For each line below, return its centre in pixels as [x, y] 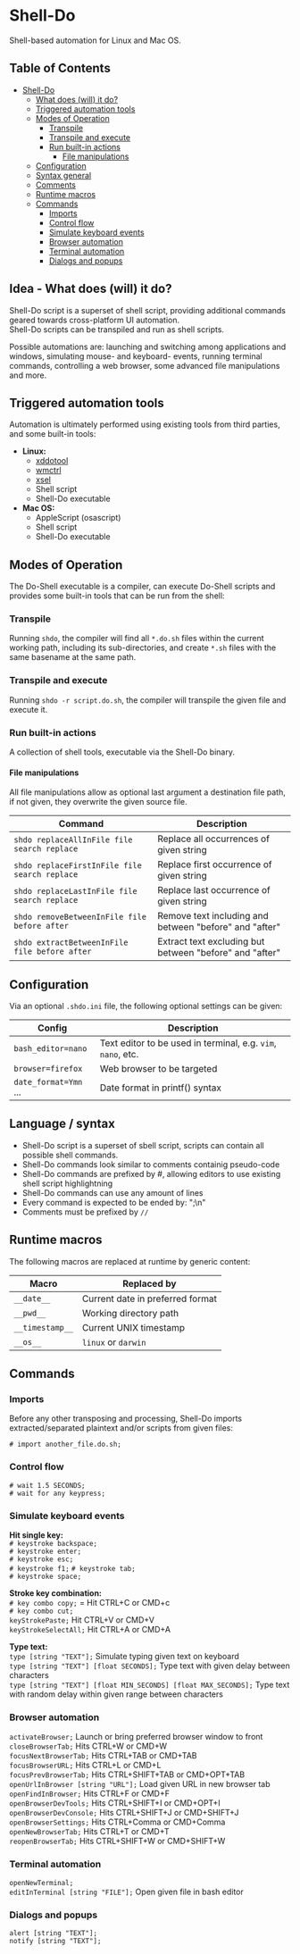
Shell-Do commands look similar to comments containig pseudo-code [151, 1164]
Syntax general [63, 175]
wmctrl [48, 471]
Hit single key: [37, 1535]
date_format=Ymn [48, 1082]
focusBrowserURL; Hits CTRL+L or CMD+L [85, 1766]
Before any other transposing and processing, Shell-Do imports [126, 1419]
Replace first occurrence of [215, 864]
